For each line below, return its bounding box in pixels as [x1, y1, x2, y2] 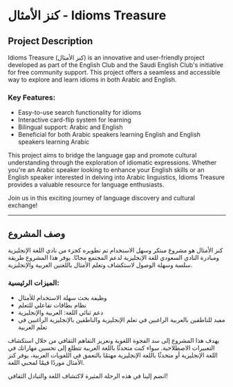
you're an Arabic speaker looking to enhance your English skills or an [8, 166, 205, 174]
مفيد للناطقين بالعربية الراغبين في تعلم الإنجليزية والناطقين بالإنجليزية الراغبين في [17, 316, 225, 324]
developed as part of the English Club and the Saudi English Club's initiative [8, 61, 224, 69]
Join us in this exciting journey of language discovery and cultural [8, 194, 196, 202]
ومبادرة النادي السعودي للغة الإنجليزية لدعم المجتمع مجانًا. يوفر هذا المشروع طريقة [8, 254, 220, 262]
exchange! [8, 201, 38, 209]
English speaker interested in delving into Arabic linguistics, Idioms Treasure [8, 173, 225, 182]
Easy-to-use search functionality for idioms [17, 108, 142, 117]
